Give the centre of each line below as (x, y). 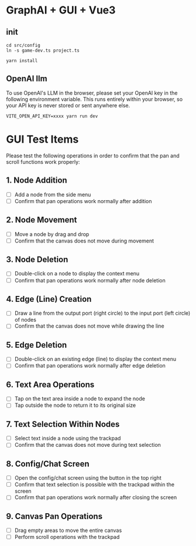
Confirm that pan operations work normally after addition (83, 201)
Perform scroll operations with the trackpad (67, 537)
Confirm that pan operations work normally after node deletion (90, 280)
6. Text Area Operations (50, 384)
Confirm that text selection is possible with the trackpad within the (94, 484)
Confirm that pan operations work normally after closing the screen (96, 497)
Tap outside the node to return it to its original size (75, 405)
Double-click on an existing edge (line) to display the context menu (95, 359)
